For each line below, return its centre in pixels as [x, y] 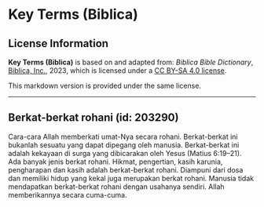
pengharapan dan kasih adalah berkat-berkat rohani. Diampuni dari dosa [126, 169]
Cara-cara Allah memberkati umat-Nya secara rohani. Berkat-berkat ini [123, 136]
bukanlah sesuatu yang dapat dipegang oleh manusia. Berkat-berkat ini [124, 145]
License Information [58, 44]
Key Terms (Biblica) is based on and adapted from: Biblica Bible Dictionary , [131, 62]
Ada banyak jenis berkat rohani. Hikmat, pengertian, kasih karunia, [115, 162]
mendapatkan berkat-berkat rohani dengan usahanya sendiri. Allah [117, 187]
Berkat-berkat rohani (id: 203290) [93, 118]
